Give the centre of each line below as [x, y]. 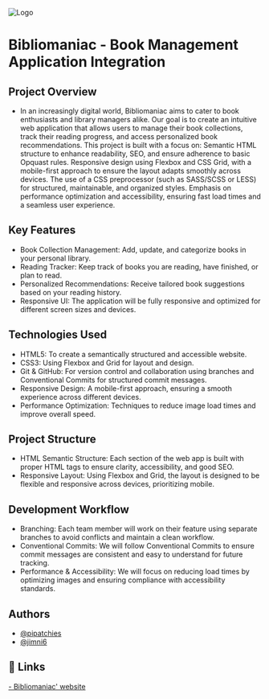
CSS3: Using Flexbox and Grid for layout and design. [107, 363]
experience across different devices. [81, 397]
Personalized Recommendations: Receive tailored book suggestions [132, 284]
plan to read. [41, 275]
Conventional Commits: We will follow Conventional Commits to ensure [137, 546]
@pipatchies [41, 633]
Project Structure [52, 440]
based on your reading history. [71, 292]
